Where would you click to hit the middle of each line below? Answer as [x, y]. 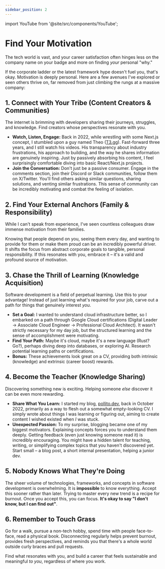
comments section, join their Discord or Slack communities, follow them [85, 174]
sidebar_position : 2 [26, 10]
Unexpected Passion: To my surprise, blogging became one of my [80, 424]
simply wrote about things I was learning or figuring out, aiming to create [86, 414]
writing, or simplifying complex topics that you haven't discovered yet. [83, 445]
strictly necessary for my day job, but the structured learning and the [82, 330]
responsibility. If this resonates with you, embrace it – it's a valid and [74, 255]
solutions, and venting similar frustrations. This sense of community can [85, 184]
